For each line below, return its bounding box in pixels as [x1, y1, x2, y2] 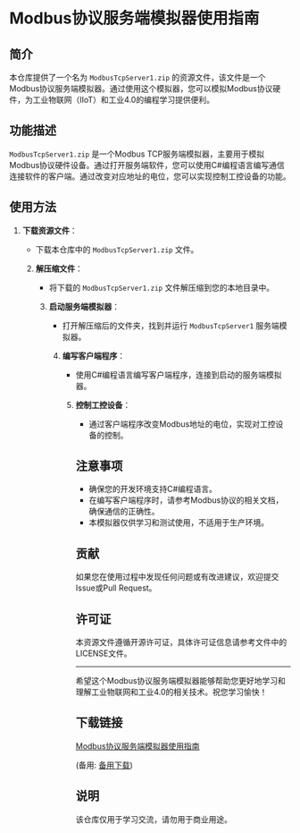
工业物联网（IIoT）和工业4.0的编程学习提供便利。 [32, 95, 214, 105]
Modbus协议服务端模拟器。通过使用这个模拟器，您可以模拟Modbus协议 [9, 83, 273, 94]
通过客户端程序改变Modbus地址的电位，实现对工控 [88, 418, 276, 429]
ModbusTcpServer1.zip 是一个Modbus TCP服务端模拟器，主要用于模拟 [9, 149, 265, 159]
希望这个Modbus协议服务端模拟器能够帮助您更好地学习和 [75, 676, 286, 686]
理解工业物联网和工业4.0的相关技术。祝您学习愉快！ [75, 686, 268, 698]
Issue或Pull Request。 [75, 582, 157, 593]
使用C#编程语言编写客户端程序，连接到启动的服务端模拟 [75, 369, 283, 380]
